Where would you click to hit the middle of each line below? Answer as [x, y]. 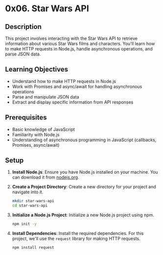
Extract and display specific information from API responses [73, 102]
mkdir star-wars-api [33, 201]
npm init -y [24, 224]
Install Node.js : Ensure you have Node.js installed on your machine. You [85, 172]
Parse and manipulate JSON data [46, 97]
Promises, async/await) [36, 145]
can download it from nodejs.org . [46, 178]
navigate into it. [28, 192]
